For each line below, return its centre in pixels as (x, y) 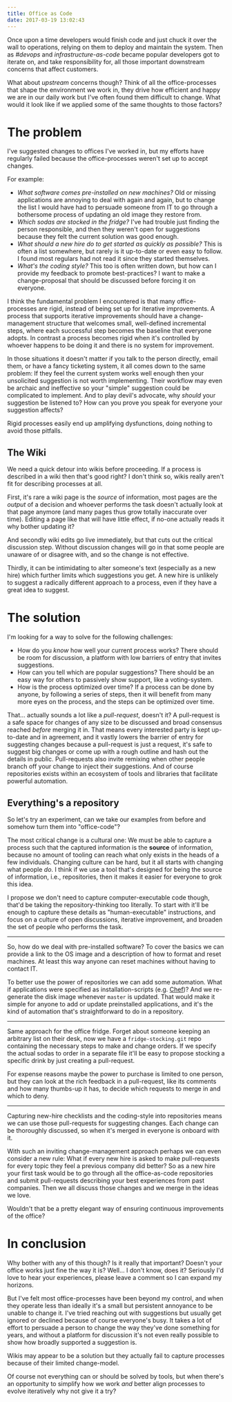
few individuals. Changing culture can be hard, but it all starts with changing (115, 862)
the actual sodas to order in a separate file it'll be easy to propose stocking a (116, 1053)
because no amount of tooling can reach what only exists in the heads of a (113, 855)
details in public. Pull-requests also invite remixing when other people (106, 759)
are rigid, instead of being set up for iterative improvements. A (127, 309)
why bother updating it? (41, 527)
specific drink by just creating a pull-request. (71, 1061)
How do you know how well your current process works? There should (118, 650)
